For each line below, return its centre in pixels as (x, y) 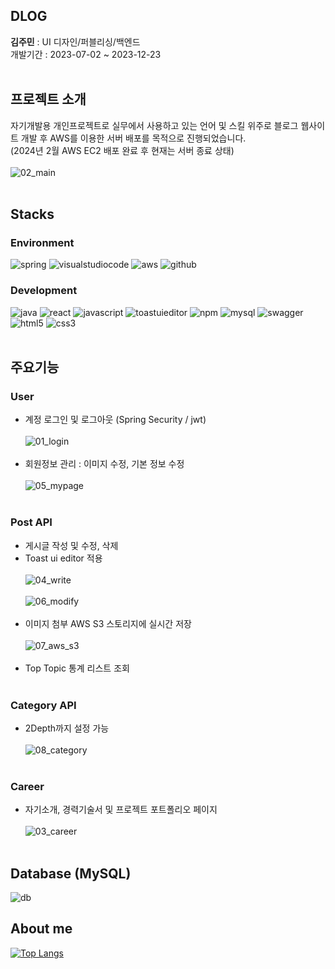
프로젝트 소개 (48, 99)
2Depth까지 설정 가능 (67, 728)
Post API (31, 522)
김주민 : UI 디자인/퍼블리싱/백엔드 (75, 41)
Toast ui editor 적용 (63, 558)
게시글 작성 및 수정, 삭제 (71, 545)
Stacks (32, 214)
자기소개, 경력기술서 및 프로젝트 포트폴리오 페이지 (121, 810)
